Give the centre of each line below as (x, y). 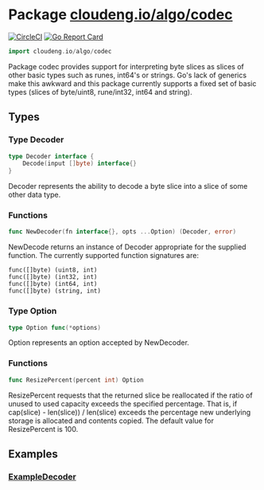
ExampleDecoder (43, 476)
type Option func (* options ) (55, 327)
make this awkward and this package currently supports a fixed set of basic (132, 83)
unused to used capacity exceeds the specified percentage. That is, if (123, 403)
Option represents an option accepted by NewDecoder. (99, 343)
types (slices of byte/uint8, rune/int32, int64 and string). (100, 92)
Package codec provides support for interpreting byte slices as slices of (126, 66)
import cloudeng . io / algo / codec (60, 51)
